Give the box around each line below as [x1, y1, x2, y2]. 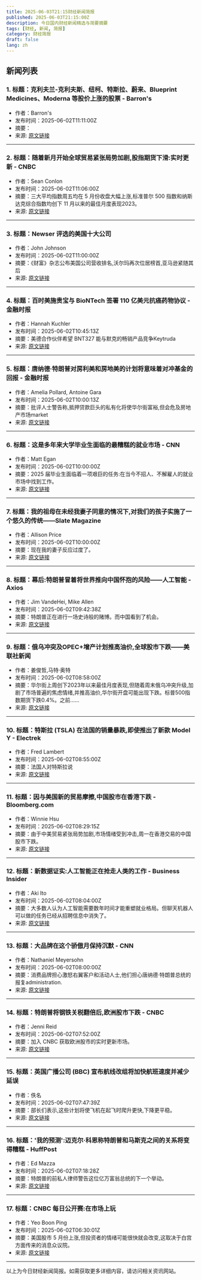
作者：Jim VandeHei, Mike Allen [14, 598, 94, 605]
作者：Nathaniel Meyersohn [14, 956, 84, 963]
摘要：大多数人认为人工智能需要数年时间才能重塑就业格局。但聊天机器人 [14, 904, 193, 912]
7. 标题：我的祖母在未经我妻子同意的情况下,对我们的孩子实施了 [6, 507, 186, 516]
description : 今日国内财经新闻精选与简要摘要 [6, 20, 108, 26]
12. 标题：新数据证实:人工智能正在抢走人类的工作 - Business [6, 867, 180, 876]
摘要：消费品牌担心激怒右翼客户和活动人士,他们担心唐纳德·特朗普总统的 [14, 971, 191, 978]
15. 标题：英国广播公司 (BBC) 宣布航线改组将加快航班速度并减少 [6, 1068, 190, 1076]
